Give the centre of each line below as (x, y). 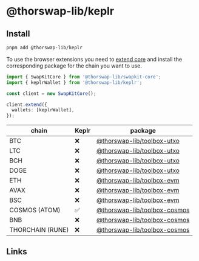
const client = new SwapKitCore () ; (51, 93)
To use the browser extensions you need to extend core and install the (94, 59)
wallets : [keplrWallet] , (43, 110)
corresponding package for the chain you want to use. (74, 66)
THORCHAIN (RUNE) (39, 230)
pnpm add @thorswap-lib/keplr (45, 47)
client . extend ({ (27, 105)
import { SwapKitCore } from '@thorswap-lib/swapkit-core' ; (84, 77)
